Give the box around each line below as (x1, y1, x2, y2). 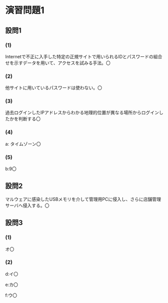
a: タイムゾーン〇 (5, 141, 41, 147)
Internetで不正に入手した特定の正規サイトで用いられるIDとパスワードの (5, 53, 154, 59)
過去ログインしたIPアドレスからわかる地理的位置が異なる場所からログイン (5, 110, 159, 116)
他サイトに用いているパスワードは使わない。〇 (5, 85, 102, 91)
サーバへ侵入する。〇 (5, 202, 49, 209)
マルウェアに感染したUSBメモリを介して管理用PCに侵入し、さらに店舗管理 (5, 196, 161, 202)
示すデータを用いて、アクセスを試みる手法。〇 (14, 60, 111, 66)
